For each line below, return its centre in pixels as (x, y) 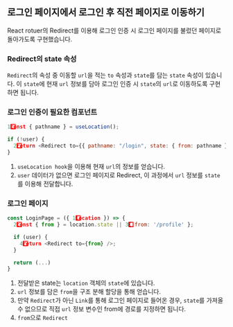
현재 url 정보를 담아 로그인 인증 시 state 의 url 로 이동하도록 (127, 84)
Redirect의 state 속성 (42, 59)
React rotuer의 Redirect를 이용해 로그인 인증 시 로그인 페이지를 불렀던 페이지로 (114, 30)
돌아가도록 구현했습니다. (40, 39)
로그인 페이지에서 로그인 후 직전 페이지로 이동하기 (106, 12)
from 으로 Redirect (42, 318)
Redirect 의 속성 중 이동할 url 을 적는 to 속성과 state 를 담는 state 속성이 (105, 76)
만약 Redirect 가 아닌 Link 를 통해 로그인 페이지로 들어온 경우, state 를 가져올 (120, 301)
